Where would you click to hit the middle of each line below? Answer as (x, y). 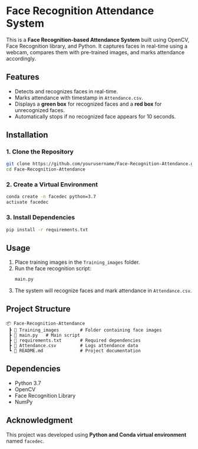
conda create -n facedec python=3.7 (51, 197)
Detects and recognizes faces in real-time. (66, 91)
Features (23, 77)
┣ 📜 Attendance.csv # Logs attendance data (73, 345)
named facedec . (25, 441)
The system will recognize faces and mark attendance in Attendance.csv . (103, 291)
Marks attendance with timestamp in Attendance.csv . (79, 97)
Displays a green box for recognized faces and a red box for (88, 104)
